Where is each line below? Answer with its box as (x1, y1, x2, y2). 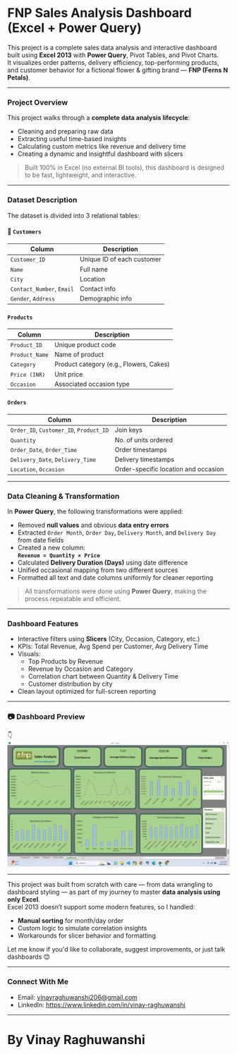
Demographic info (80, 294, 133, 303)
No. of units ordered (114, 435, 173, 444)
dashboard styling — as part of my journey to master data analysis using (7, 888, 221, 897)
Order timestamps (114, 445, 167, 454)
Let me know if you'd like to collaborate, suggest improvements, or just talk (7, 945, 226, 954)
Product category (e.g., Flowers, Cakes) (54, 360, 171, 368)
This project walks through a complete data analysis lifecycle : (7, 114, 190, 122)
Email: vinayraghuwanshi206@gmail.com (17, 993, 138, 1001)
